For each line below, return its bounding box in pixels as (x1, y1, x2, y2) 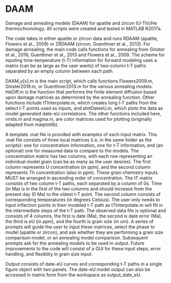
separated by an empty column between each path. (5, 68, 114, 74)
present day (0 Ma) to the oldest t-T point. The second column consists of (5, 191, 161, 197)
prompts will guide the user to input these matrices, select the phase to (5, 224, 155, 230)
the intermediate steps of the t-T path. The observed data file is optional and (5, 207, 166, 213)
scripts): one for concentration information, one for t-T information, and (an (5, 142, 163, 148)
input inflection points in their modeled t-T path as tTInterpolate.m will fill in (5, 202, 163, 208)
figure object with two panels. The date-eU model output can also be (5, 266, 151, 272)
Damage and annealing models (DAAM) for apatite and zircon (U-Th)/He (5, 20, 157, 26)
